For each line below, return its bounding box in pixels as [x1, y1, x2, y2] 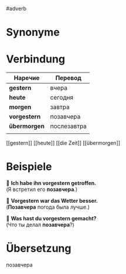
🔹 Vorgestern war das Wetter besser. [6, 197, 98, 204]
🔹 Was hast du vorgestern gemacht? [6, 215, 97, 222]
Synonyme [6, 26, 60, 39]
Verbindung [6, 52, 66, 66]
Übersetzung [6, 242, 71, 255]
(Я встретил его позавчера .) [6, 186, 78, 193]
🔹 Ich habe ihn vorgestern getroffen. [6, 180, 97, 187]
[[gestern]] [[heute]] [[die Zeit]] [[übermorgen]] [6, 140, 121, 147]
